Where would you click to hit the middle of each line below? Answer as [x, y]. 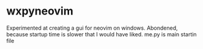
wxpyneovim [40, 11]
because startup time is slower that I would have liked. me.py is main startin [102, 34]
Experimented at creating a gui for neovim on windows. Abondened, [92, 28]
